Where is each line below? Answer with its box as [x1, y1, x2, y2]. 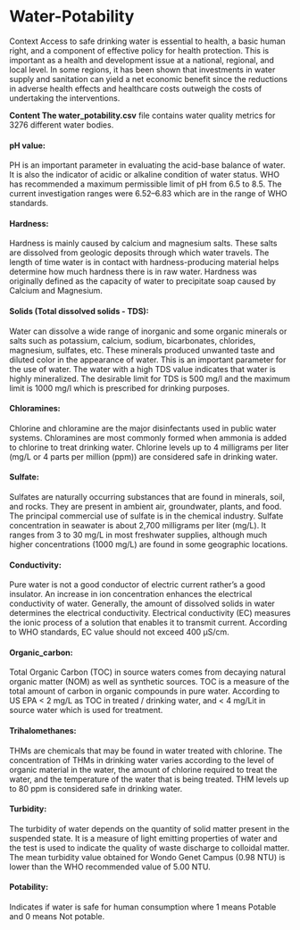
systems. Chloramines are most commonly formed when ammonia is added [9, 432, 287, 443]
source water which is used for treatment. [9, 705, 163, 716]
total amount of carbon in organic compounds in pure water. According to [9, 685, 280, 697]
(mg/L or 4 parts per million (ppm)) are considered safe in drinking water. [9, 451, 279, 461]
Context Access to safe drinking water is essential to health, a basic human [9, 36, 286, 46]
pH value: [9, 140, 46, 151]
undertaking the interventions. [9, 92, 121, 104]
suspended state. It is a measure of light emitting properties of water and [9, 833, 278, 843]
